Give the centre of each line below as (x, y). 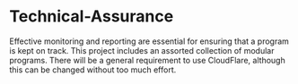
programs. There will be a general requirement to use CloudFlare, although (147, 60)
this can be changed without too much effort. (93, 70)
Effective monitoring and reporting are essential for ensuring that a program (149, 41)
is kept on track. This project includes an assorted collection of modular (142, 50)
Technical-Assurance (92, 17)
